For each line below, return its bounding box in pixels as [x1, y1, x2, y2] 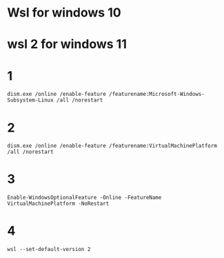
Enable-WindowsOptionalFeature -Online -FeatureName [7, 195, 162, 201]
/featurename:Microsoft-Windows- [109, 91, 205, 98]
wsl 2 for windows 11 [7, 37, 128, 52]
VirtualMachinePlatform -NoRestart [7, 200, 110, 208]
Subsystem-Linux [7, 97, 54, 104]
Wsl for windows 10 [7, 5, 122, 21]
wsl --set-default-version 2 [7, 246, 91, 253]
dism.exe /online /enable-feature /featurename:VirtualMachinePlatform [7, 143, 217, 150]
